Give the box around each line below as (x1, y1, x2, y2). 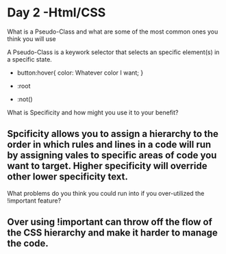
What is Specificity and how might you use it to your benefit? (7, 108, 179, 116)
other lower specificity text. (7, 171, 128, 183)
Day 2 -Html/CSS (7, 5, 106, 21)
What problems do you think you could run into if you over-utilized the (7, 189, 205, 197)
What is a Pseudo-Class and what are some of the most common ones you (7, 27, 218, 36)
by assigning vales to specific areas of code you (7, 149, 217, 162)
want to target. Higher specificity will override (7, 160, 208, 172)
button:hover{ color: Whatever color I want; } (16, 68, 144, 77)
